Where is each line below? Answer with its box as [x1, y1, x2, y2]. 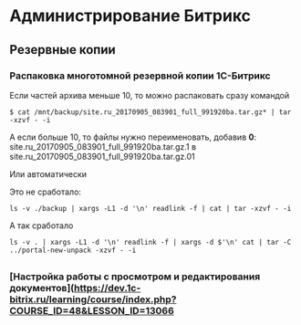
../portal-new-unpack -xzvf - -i [9, 246, 137, 255]
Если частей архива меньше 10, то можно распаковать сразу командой [9, 89, 290, 100]
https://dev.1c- [73, 282, 141, 295]
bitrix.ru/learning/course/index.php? [9, 293, 177, 306]
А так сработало [9, 220, 74, 231]
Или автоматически [9, 168, 88, 179]
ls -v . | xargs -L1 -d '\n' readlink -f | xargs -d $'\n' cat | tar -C [9, 237, 292, 246]
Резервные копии [9, 42, 116, 58]
